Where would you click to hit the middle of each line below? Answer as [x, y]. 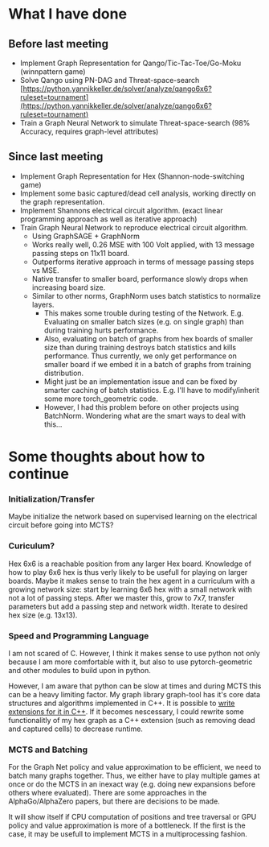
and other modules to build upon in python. [79, 670]
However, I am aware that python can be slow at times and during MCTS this [135, 686]
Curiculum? [31, 546]
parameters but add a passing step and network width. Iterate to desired [128, 606]
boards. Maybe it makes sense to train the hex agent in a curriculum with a [132, 581]
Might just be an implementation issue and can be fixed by [141, 381]
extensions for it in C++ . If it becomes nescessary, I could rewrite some [126, 711]
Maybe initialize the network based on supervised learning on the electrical [133, 517]
